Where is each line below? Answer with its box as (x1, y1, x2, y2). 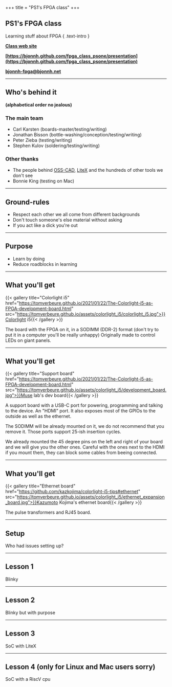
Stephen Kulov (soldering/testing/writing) (12, 142, 100, 149)
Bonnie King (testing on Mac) (12, 178, 75, 184)
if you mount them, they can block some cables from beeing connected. (5, 449, 158, 456)
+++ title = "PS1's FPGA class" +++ (5, 5, 80, 10)
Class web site (5, 43, 37, 49)
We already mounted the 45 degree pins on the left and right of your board (5, 439, 163, 445)
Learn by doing (12, 256, 45, 262)
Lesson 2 (5, 596, 35, 605)
